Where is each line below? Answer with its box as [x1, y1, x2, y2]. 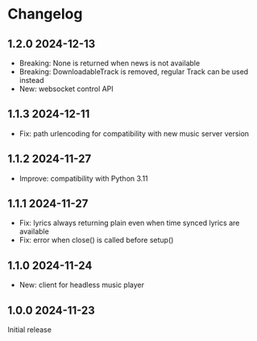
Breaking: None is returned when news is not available [19, 58, 201, 68]
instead [19, 76, 45, 85]
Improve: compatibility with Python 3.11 [19, 173, 148, 183]
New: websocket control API [19, 84, 114, 94]
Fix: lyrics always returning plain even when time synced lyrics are [19, 218, 240, 228]
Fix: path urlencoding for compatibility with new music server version [19, 128, 250, 138]
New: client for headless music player [19, 280, 144, 290]
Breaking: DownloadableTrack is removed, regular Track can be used [19, 67, 249, 77]
